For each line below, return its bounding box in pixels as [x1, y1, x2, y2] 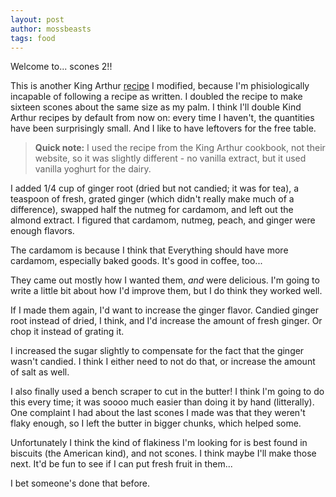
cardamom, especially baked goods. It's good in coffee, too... [10, 255, 263, 267]
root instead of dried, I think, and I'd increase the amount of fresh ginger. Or [10, 315, 323, 327]
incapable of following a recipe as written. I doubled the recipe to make [10, 91, 303, 103]
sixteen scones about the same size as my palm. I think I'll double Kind [10, 101, 302, 113]
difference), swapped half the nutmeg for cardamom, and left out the [10, 204, 294, 216]
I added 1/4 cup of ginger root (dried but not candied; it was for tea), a [10, 182, 300, 195]
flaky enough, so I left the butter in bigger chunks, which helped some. [10, 417, 302, 430]
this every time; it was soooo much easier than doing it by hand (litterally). [10, 396, 315, 408]
